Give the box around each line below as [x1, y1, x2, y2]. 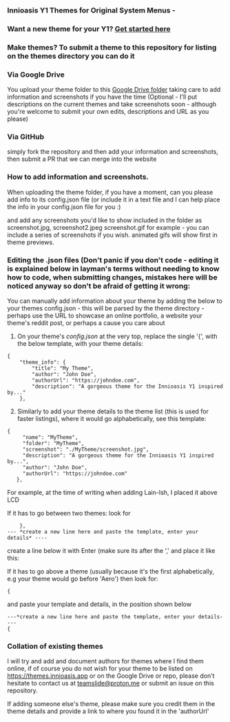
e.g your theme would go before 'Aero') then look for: [7, 574, 158, 583]
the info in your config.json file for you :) [7, 202, 121, 211]
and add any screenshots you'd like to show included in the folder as [7, 216, 202, 224]
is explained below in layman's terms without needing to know [7, 264, 220, 273]
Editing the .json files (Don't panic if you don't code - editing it [7, 255, 219, 264]
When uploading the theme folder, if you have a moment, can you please [7, 188, 213, 196]
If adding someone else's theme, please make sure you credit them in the [7, 700, 216, 708]
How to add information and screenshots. [7, 172, 149, 182]
